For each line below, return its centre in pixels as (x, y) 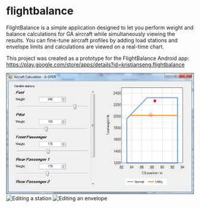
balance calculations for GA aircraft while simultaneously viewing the (91, 33)
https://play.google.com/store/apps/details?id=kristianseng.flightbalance (96, 65)
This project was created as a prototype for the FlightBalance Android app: (98, 58)
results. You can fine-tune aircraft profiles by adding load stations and (92, 40)
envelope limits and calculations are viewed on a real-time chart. (85, 47)
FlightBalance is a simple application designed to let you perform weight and (100, 27)
